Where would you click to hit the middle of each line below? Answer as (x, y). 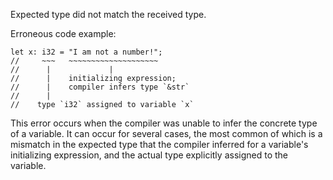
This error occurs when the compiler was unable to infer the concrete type (164, 123)
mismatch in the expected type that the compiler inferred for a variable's (159, 144)
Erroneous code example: (63, 33)
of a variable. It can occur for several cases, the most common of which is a (166, 133)
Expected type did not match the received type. (108, 14)
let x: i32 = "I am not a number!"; (86, 52)
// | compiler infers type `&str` (100, 87)
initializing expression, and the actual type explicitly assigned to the (149, 155)
